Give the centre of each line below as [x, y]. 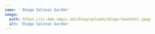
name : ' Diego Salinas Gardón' [37, 10]
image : [11, 14]
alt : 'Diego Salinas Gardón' [39, 24]
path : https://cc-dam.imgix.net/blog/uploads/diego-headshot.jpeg [80, 19]
